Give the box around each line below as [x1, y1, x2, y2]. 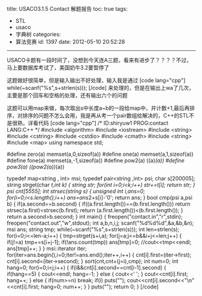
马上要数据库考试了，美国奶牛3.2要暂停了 [7, 64, 110, 71]
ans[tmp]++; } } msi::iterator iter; [7, 245, 88, 252]
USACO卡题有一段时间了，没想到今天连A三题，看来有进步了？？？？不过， [7, 56, 192, 64]
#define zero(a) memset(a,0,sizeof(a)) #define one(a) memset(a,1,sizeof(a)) [7, 150, 194, 158]
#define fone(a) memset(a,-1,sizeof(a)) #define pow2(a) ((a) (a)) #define [7, 157, 185, 164]
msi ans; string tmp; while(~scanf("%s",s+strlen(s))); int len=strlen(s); [7, 226, 180, 232]
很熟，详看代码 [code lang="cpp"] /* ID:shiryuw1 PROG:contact [11, 119, 168, 126]
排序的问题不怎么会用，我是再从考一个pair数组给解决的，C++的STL [22, 112, 189, 119]
